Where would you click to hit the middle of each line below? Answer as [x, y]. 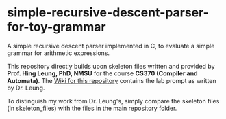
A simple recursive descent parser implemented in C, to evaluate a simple [111, 46]
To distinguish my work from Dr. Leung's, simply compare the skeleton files [113, 101]
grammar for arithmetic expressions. [59, 53]
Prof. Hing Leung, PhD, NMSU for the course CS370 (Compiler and [102, 73]
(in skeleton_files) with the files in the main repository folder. [92, 108]
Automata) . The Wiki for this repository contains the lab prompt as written [112, 80]
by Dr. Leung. [26, 88]
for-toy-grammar [56, 27]
